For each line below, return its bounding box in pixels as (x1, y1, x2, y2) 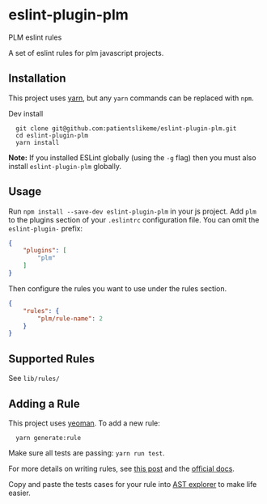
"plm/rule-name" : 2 (37, 314, 104, 323)
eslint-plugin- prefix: (8, 223, 83, 233)
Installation (8, 71, 66, 86)
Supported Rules (8, 352, 95, 366)
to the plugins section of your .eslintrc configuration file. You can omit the (8, 214, 260, 224)
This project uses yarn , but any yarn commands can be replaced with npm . (8, 93, 255, 103)
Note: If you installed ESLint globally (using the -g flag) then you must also (8, 152, 256, 163)
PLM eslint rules (8, 32, 62, 42)
